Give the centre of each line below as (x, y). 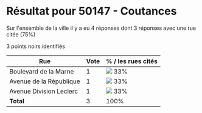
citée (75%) (21, 34)
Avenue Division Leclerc (44, 91)
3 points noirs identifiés (36, 46)
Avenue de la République (45, 81)
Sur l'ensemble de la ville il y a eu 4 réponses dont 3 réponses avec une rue (101, 28)
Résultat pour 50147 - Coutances (92, 11)
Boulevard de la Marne (42, 71)
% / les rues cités (132, 61)
